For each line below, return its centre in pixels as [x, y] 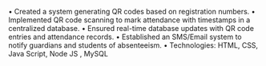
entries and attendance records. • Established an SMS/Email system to [125, 37]
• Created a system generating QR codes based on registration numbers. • [132, 12]
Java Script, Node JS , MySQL [58, 54]
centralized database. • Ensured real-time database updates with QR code [131, 28]
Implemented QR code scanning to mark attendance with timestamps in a [129, 20]
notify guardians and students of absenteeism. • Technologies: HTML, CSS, [133, 45]
